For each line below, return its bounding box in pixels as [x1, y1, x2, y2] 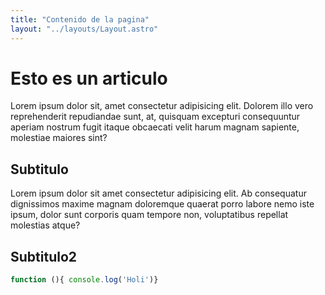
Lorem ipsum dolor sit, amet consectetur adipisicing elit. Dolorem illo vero [10, 100, 314, 112]
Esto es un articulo [10, 67, 168, 90]
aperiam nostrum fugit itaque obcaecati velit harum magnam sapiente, [10, 121, 300, 133]
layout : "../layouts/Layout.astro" [10, 24, 159, 34]
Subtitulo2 [10, 248, 78, 265]
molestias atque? [10, 219, 81, 231]
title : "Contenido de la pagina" [10, 14, 150, 25]
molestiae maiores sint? [10, 132, 108, 144]
